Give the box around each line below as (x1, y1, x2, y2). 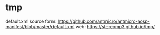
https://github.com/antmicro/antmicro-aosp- (57, 18, 150, 24)
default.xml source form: (5, 18, 57, 24)
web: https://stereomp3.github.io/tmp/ (75, 23, 155, 29)
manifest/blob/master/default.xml (5, 23, 75, 29)
